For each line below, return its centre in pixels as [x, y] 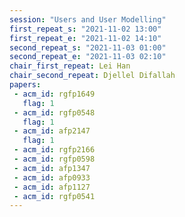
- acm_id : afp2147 [52, 131]
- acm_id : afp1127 [52, 187]
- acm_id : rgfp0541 [54, 196]
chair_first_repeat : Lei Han [70, 66]
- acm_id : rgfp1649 [54, 94]
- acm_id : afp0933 [52, 177]
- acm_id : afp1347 [52, 168]
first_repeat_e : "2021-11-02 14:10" [85, 38]
